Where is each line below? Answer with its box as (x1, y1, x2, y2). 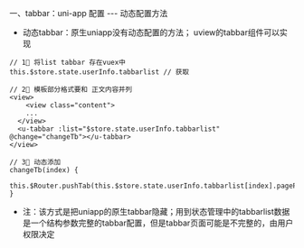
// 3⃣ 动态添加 (9, 158, 62, 167)
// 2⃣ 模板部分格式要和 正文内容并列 (9, 85, 133, 94)
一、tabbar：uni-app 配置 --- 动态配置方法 (9, 8, 168, 18)
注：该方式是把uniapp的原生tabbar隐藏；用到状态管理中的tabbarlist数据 (22, 207, 290, 216)
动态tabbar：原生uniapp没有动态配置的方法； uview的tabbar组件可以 (22, 27, 280, 38)
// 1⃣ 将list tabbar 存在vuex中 (9, 58, 127, 67)
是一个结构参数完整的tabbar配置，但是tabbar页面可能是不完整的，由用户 (22, 217, 294, 228)
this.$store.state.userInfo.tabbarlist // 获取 (9, 68, 190, 77)
